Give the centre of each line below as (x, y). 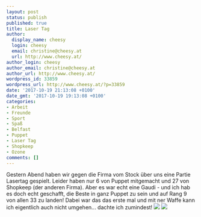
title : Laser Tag (28, 29)
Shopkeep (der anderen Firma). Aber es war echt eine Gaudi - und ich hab (98, 187)
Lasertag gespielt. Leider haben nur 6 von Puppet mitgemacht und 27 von (98, 181)
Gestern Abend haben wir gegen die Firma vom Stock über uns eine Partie (98, 175)
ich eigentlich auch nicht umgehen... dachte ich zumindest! (79, 207)
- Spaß (14, 124)
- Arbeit (17, 107)
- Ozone (16, 152)
